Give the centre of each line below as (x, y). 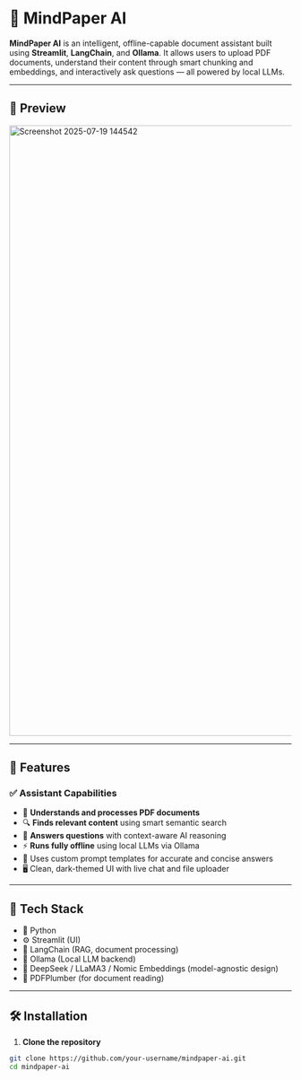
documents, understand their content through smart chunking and (131, 62)
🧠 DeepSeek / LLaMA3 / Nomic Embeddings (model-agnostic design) (150, 969)
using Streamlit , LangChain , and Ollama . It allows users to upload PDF (140, 52)
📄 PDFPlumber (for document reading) (93, 979)
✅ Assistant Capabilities (63, 794)
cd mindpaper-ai (39, 1067)
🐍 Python (39, 931)
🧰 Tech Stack (47, 909)
